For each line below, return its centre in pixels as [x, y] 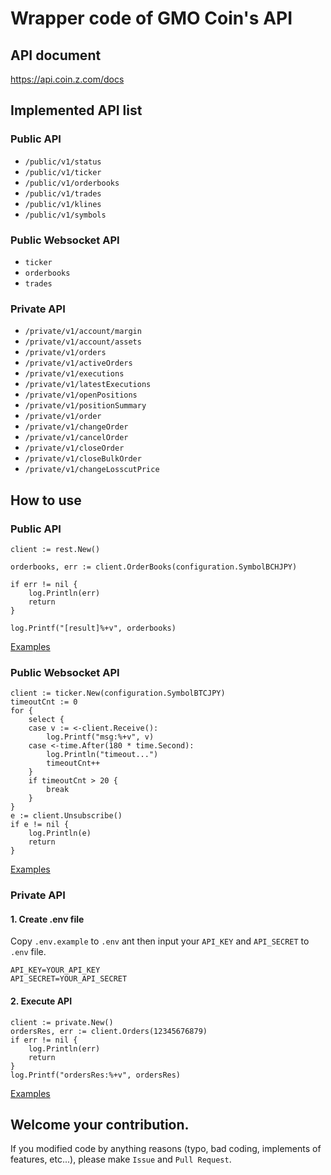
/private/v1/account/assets [83, 342]
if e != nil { [40, 825]
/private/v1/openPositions [81, 395]
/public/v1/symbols [65, 215]
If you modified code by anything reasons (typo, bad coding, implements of [166, 1149]
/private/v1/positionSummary [85, 406]
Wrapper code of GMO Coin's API [151, 18]
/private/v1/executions [74, 374]
